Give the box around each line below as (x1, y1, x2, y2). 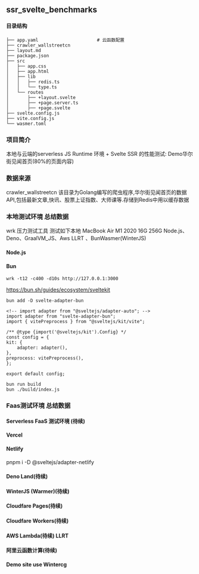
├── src (6, 58, 26, 64)
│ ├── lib (6, 73, 36, 79)
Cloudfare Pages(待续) (6, 502, 63, 509)
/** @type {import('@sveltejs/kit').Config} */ (6, 329, 127, 335)
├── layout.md (6, 47, 42, 53)
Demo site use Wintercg (6, 561, 67, 568)
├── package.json (6, 53, 49, 59)
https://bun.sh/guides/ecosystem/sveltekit (6, 286, 110, 293)
